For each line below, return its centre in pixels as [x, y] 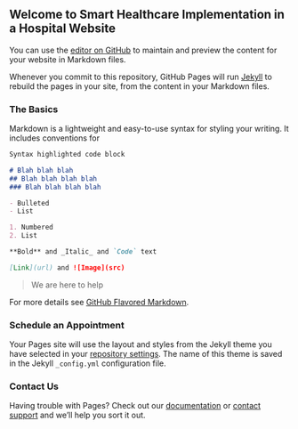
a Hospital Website [63, 29]
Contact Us [34, 386]
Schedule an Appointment [67, 325]
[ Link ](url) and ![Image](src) [67, 267]
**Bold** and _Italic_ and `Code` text [83, 252]
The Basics [34, 109]
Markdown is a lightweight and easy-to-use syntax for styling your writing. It [149, 129]
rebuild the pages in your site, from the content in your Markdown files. [139, 86]
